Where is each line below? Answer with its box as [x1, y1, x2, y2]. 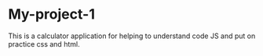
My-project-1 [8, 5, 96, 23]
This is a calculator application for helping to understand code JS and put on [8, 31, 256, 40]
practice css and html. [8, 39, 80, 48]
